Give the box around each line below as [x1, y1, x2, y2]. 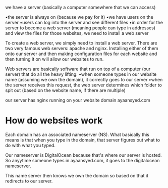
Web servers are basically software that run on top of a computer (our [5, 66, 151, 72]
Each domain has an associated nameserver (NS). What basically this [5, 131, 150, 137]
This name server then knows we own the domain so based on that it [5, 172, 149, 178]
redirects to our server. [5, 178, 53, 184]
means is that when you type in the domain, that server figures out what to [5, 136, 160, 143]
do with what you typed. [5, 142, 55, 148]
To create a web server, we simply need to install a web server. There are [5, 40, 157, 46]
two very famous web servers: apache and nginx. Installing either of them [5, 45, 158, 51]
